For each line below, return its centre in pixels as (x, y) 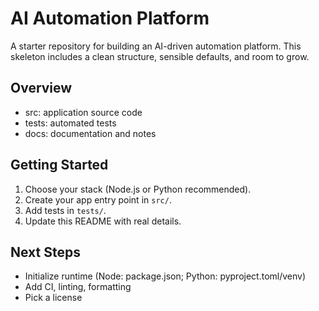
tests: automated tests (70, 123)
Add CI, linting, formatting (78, 287)
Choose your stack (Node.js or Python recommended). (138, 189)
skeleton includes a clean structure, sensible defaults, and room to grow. (160, 56)
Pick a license (53, 298)
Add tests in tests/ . (65, 210)
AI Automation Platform (110, 18)
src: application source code (83, 112)
